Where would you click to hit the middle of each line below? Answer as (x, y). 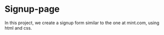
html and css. (18, 28)
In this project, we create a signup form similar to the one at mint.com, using (82, 23)
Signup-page (32, 9)
